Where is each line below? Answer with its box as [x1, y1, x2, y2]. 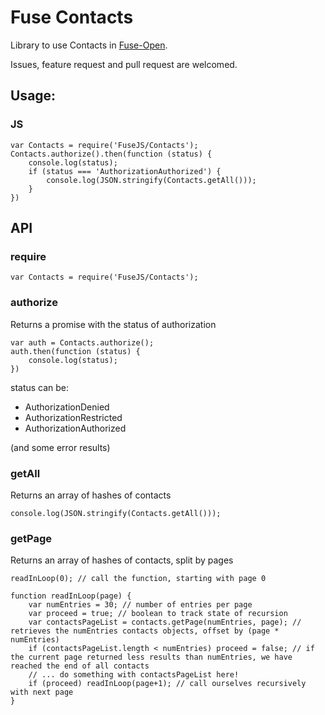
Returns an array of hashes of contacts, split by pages [10, 554, 234, 566]
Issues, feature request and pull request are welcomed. [10, 58, 238, 70]
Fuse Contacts [10, 6, 134, 29]
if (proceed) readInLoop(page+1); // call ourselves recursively [28, 679, 307, 689]
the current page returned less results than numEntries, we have [10, 652, 293, 663]
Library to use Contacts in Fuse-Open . [10, 39, 168, 51]
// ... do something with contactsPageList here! [28, 670, 240, 680]
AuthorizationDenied [24, 401, 110, 413]
